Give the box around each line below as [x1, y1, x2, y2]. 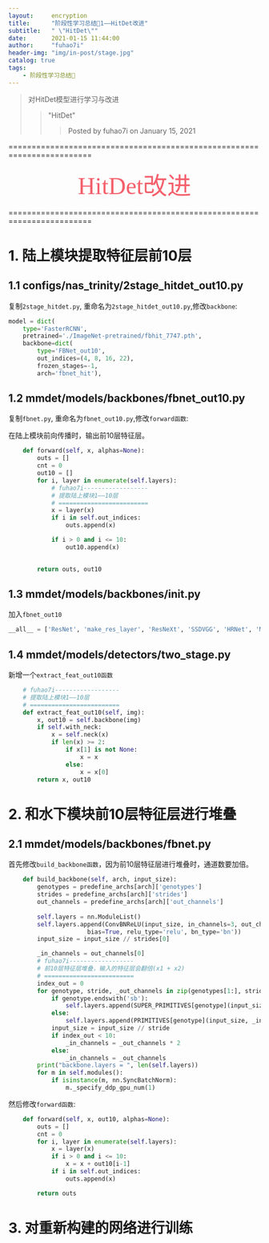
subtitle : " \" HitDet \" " [8, 26, 98, 34]
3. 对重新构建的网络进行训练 [8, 1219, 194, 1237]
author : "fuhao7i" [8, 42, 84, 50]
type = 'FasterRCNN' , [22, 325, 88, 333]
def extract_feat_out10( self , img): [22, 708, 146, 716]
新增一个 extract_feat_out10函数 [8, 670, 114, 680]
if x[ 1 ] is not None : [65, 746, 138, 754]
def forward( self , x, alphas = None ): [22, 446, 146, 455]
